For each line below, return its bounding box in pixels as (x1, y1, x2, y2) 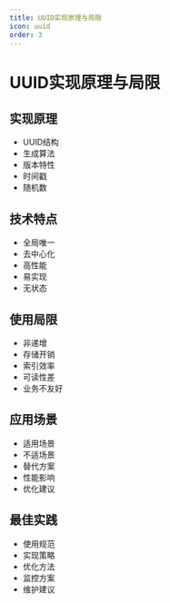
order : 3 (9, 30, 43, 39)
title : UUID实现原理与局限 (9, 13, 102, 23)
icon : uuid (9, 22, 51, 31)
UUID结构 (22, 137, 59, 148)
